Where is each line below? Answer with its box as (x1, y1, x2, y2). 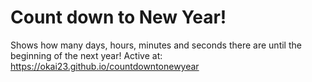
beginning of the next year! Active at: (10, 49, 163, 61)
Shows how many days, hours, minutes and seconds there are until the (10, 39, 302, 51)
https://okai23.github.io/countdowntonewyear (10, 60, 200, 72)
